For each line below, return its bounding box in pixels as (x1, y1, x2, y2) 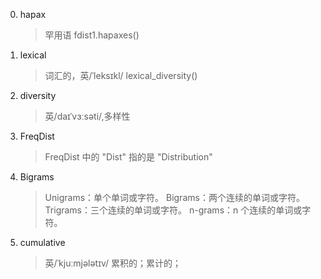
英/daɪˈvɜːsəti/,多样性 (44, 110, 131, 122)
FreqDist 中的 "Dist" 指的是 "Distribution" (44, 151, 213, 163)
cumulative (19, 237, 66, 248)
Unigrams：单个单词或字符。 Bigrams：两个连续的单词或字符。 (44, 192, 305, 203)
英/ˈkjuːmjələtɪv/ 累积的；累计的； (44, 257, 182, 269)
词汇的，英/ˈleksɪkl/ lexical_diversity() (44, 70, 198, 81)
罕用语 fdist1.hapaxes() (44, 29, 140, 41)
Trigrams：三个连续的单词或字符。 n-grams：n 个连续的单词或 (44, 204, 303, 216)
